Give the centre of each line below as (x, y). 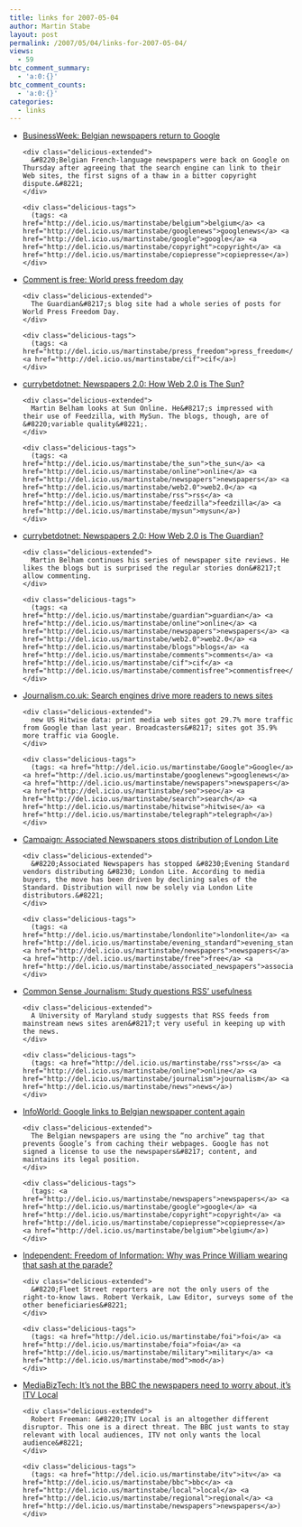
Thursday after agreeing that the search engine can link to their (151, 168)
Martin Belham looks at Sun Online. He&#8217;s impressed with (152, 409)
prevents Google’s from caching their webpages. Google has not (146, 1144)
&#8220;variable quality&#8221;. (85, 424)
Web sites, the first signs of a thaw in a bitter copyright (140, 176)
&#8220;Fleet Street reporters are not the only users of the (150, 1290)
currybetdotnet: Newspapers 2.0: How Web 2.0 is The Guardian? (143, 536)
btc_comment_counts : (48, 85)
